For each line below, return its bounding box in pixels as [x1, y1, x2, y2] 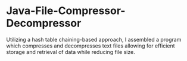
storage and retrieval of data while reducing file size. [6, 48, 135, 55]
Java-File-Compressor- [6, 4, 126, 18]
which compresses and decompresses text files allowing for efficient [6, 42, 175, 49]
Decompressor [6, 16, 82, 30]
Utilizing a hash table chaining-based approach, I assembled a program [6, 36, 182, 43]
